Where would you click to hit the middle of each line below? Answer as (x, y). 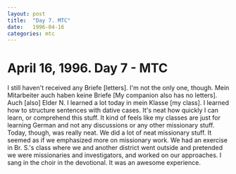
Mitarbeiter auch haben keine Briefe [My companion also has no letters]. (112, 95)
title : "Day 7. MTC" (39, 20)
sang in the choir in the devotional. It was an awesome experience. (104, 163)
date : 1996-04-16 (36, 27)
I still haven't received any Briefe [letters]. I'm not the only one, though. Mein (118, 88)
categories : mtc (31, 33)
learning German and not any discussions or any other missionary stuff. (111, 125)
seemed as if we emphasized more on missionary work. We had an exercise (117, 140)
